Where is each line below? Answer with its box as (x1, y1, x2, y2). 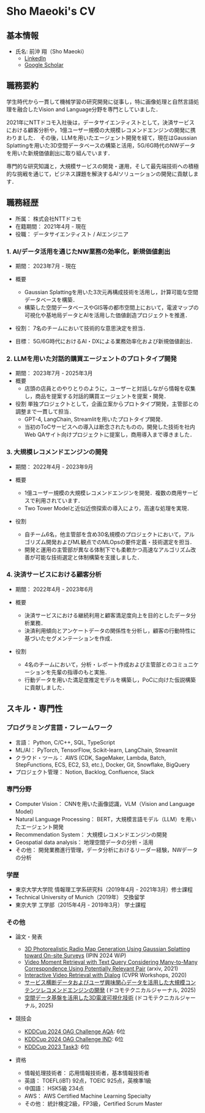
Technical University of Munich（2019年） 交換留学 (15, 894, 145, 901)
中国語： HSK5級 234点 (24, 1085, 84, 1092)
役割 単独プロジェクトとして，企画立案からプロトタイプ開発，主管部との (15, 400, 199, 408)
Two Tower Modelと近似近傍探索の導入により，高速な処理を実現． (24, 504, 193, 512)
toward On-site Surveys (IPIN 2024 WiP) (24, 952, 127, 959)
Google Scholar (24, 61, 64, 68)
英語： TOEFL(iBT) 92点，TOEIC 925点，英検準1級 (24, 1077, 152, 1085)
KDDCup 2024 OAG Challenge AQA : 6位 (24, 1028, 125, 1036)
